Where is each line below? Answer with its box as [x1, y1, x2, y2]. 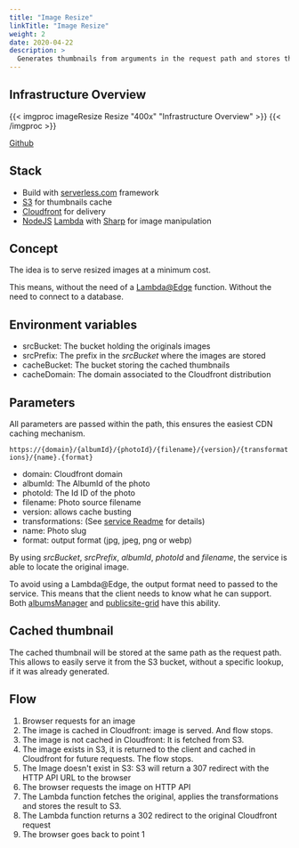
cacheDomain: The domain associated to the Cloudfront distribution [21, 369, 271, 380]
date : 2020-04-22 [9, 37, 74, 47]
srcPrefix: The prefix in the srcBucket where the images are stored [21, 351, 266, 361]
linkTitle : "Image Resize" [9, 21, 109, 30]
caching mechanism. [9, 428, 86, 439]
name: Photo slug [21, 526, 87, 537]
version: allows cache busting [21, 506, 132, 517]
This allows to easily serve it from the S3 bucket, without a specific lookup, [9, 656, 284, 667]
